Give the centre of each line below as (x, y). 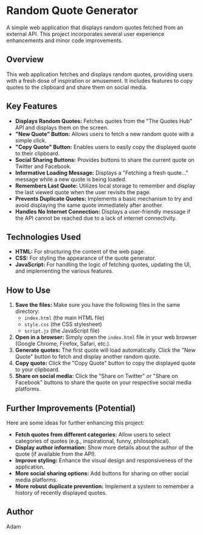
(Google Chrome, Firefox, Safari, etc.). (63, 344)
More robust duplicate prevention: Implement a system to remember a (104, 486)
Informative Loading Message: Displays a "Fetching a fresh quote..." (101, 173)
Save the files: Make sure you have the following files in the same (98, 305)
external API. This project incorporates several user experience (85, 33)
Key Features (32, 106)
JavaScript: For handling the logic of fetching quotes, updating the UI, (103, 265)
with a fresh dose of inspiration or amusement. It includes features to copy (100, 80)
